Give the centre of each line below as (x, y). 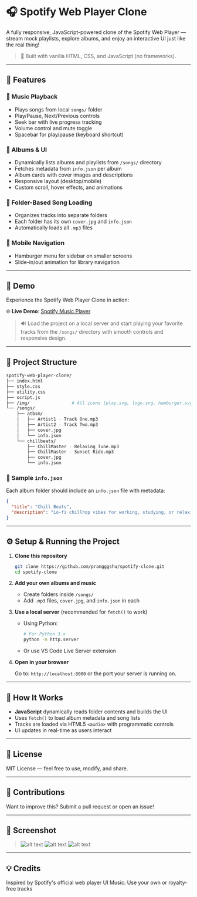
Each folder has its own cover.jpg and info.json (73, 222)
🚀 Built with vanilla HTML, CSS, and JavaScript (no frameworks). (98, 56)
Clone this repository (41, 556)
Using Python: (40, 624)
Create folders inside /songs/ (58, 594)
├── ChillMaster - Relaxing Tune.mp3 (73, 446)
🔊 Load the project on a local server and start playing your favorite (101, 323)
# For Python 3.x (45, 634)
